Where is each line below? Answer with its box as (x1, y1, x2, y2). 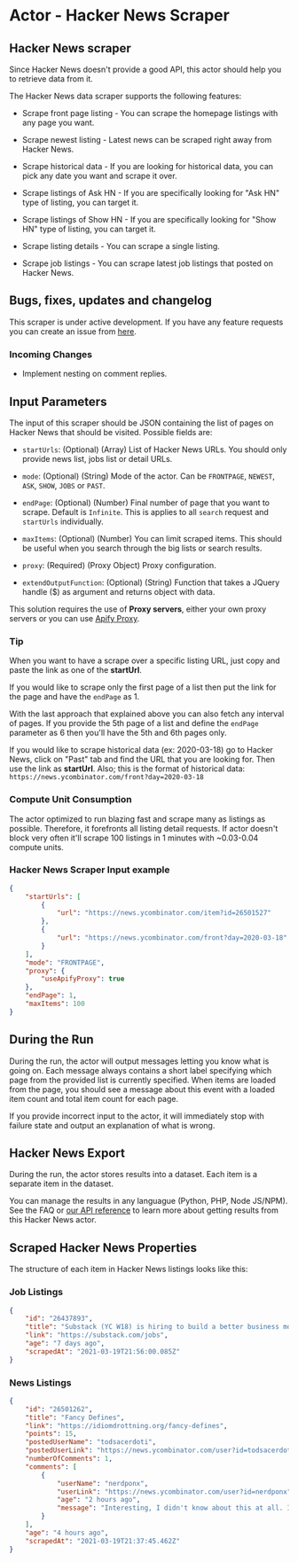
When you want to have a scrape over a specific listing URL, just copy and (9, 655, 281, 666)
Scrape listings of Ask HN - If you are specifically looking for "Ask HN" (21, 188, 280, 198)
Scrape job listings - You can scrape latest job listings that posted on (21, 258, 273, 269)
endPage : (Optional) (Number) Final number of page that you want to (21, 497, 271, 508)
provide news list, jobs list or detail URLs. (21, 453, 173, 464)
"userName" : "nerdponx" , (56, 1479, 149, 1488)
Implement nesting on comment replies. (21, 369, 168, 379)
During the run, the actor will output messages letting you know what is (9, 1056, 270, 1066)
